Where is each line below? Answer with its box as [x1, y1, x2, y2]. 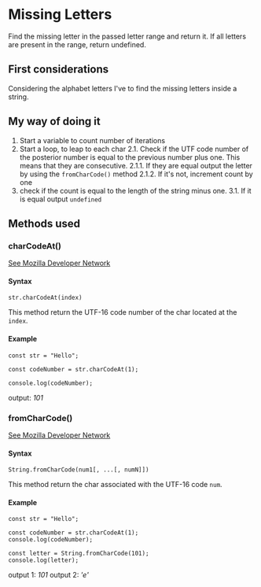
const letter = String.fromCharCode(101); [8, 549, 149, 558]
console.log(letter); [8, 556, 79, 564]
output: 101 [8, 393, 43, 402]
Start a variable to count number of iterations [19, 135, 166, 145]
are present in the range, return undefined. [8, 39, 147, 49]
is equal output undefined [19, 194, 102, 204]
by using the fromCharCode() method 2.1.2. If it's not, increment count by [19, 169, 253, 179]
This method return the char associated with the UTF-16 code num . [8, 480, 222, 489]
